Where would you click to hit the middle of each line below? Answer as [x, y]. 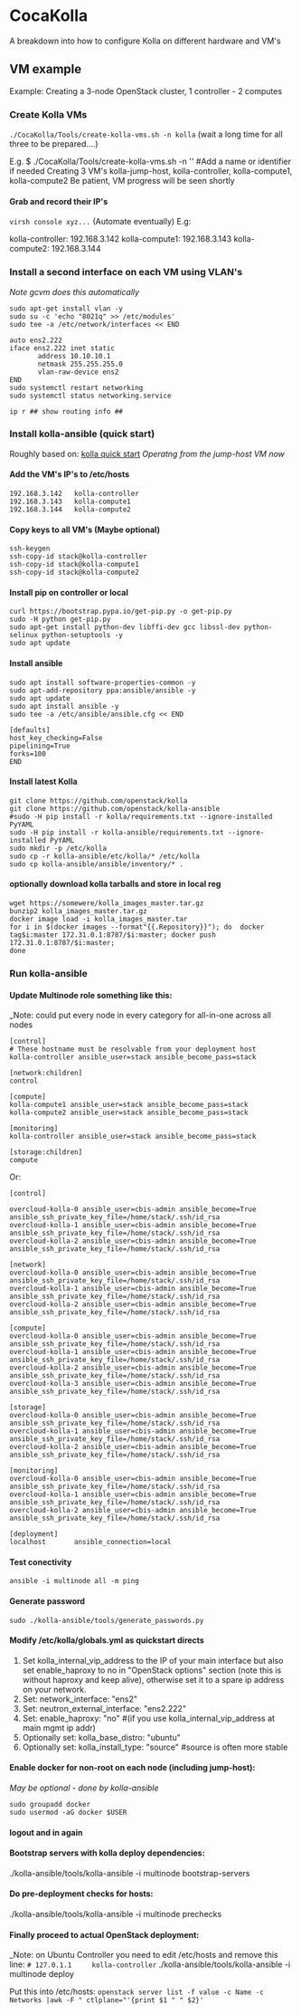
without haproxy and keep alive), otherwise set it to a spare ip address [153, 1679]
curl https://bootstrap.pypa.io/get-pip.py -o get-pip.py [121, 612]
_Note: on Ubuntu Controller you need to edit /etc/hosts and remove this [144, 1955]
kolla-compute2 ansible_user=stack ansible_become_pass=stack [129, 1113]
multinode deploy [42, 1974]
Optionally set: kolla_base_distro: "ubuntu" [101, 1737]
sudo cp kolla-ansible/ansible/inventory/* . [96, 864]
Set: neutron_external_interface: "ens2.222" [104, 1708]
